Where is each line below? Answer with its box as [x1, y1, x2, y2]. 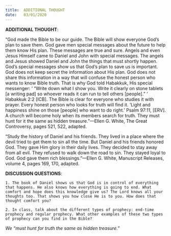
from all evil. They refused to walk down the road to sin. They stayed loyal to [5, 149, 166, 156]
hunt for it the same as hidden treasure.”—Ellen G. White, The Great [5, 118, 148, 124]
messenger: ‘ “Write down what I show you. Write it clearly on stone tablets [5, 85, 163, 91]
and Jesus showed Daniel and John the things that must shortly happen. [5, 58, 158, 64]
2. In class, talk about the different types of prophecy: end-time [5, 207, 154, 212]
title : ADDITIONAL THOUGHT [5, 7, 65, 13]
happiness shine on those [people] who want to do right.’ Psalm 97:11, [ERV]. [5, 107, 166, 113]
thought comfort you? [5, 198, 52, 203]
